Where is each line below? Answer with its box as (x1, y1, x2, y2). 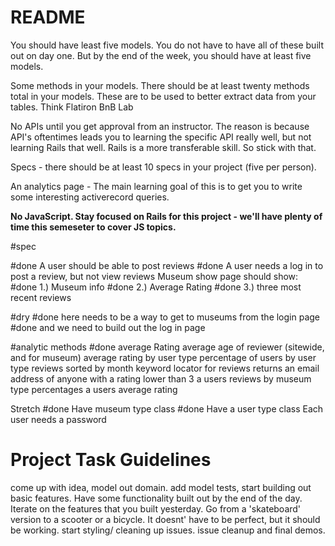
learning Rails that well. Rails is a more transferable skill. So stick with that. (10, 141, 317, 153)
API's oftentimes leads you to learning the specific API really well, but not (10, 131, 312, 143)
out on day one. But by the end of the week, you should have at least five (10, 49, 312, 61)
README (10, 6, 86, 29)
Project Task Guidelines (10, 449, 212, 471)
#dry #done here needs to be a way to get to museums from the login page (10, 311, 321, 323)
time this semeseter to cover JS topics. (10, 221, 177, 233)
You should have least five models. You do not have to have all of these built (10, 39, 324, 51)
